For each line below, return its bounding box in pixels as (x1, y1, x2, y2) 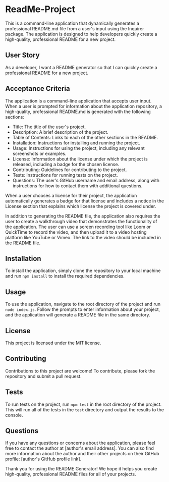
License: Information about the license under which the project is (12, 155, 148, 162)
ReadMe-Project (5, 4, 76, 15)
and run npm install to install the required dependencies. (5, 273, 125, 279)
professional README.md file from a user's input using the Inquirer (5, 25, 144, 31)
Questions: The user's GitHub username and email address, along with (12, 177, 160, 183)
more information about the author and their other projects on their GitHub (5, 451, 160, 457)
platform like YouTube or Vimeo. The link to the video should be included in (5, 234, 161, 240)
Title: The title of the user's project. (12, 124, 86, 130)
